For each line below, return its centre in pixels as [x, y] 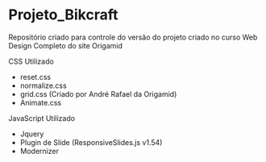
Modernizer [39, 151]
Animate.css [41, 102]
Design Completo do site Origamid [66, 45]
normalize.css [43, 85]
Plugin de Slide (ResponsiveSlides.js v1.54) [91, 142]
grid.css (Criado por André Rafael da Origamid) [98, 93]
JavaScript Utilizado [42, 118]
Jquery [32, 134]
